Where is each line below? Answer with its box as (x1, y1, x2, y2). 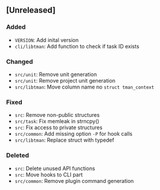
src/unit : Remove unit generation (14, 71, 97, 78)
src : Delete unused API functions (14, 165, 96, 172)
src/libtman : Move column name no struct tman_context (14, 83, 155, 90)
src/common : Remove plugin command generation (14, 177, 134, 184)
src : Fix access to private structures (14, 124, 103, 131)
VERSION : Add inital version (14, 36, 79, 44)
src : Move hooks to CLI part (14, 171, 83, 178)
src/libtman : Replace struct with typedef (14, 136, 115, 144)
